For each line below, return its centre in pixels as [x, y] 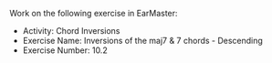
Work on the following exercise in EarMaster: [94, 13]
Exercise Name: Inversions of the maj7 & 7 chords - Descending [142, 41]
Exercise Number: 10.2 [65, 50]
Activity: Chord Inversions [71, 31]
